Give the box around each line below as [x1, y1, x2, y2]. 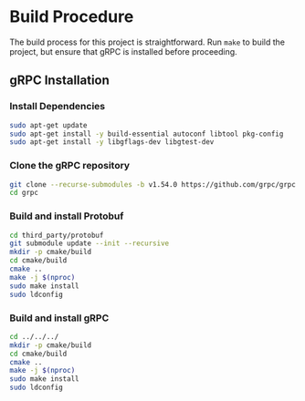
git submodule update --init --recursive [9, 239, 170, 248]
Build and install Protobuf [9, 210, 124, 222]
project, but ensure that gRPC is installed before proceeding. [9, 46, 237, 57]
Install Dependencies [9, 100, 106, 113]
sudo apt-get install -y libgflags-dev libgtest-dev [9, 138, 215, 147]
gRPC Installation [9, 73, 110, 88]
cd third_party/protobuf [9, 231, 104, 240]
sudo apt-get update [9, 120, 89, 129]
